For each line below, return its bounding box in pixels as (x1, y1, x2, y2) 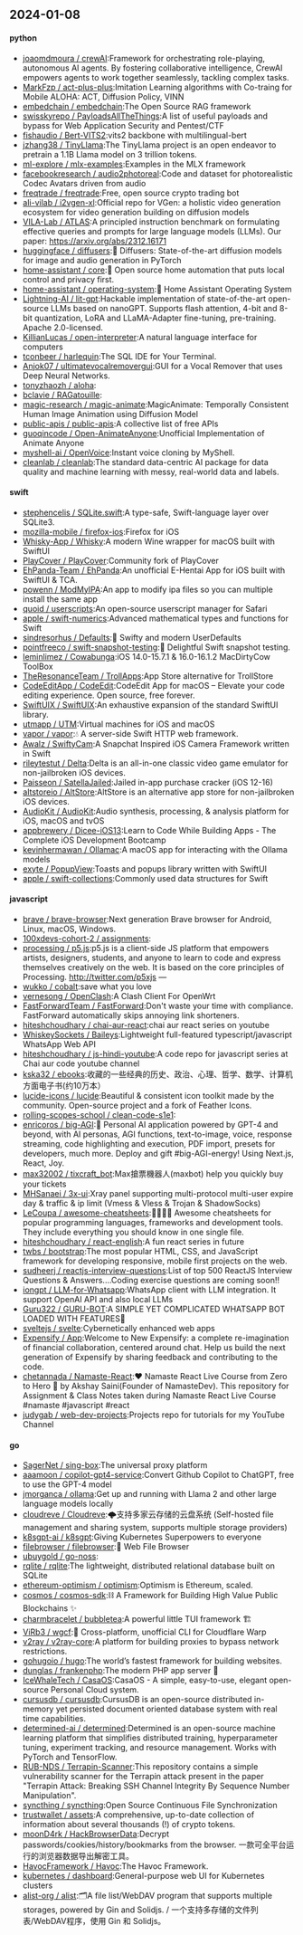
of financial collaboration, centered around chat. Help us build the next (22, 1342, 287, 1352)
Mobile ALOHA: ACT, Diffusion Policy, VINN (22, 91, 185, 102)
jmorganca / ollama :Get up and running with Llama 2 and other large (22, 1489, 278, 1500)
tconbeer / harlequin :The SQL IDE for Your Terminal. (22, 350, 217, 361)
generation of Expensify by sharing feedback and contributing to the (22, 1352, 279, 1362)
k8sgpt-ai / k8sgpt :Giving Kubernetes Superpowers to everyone (22, 1531, 262, 1542)
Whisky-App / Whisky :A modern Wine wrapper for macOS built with (22, 536, 276, 547)
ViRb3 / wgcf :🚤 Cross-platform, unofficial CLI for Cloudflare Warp (22, 1626, 267, 1637)
